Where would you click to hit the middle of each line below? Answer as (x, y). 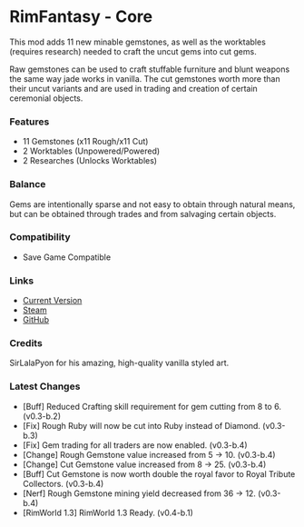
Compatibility (40, 237)
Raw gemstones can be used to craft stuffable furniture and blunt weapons (150, 69)
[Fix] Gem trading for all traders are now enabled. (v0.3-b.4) (135, 445)
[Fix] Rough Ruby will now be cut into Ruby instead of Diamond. (142, 425)
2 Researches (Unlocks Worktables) (89, 161)
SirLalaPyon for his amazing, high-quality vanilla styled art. (119, 363)
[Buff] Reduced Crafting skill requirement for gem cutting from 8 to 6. (152, 406)
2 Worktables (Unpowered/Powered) (91, 151)
